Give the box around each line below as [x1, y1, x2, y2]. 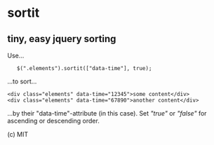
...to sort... [7, 77, 37, 85]
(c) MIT [7, 130, 29, 138]
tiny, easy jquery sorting [7, 33, 116, 45]
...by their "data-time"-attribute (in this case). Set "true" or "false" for [7, 109, 207, 117]
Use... [7, 51, 25, 60]
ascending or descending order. [7, 117, 100, 125]
